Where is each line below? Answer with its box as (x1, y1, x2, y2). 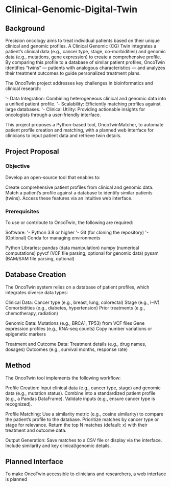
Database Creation (5, 270, 66, 279)
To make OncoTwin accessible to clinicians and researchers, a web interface (5, 471, 166, 477)
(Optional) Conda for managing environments (5, 234, 101, 241)
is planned (5, 476, 27, 482)
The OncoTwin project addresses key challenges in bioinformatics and (5, 80, 153, 86)
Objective (5, 163, 30, 170)
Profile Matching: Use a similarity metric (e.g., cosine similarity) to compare (5, 411, 164, 417)
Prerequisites (5, 208, 39, 215)
